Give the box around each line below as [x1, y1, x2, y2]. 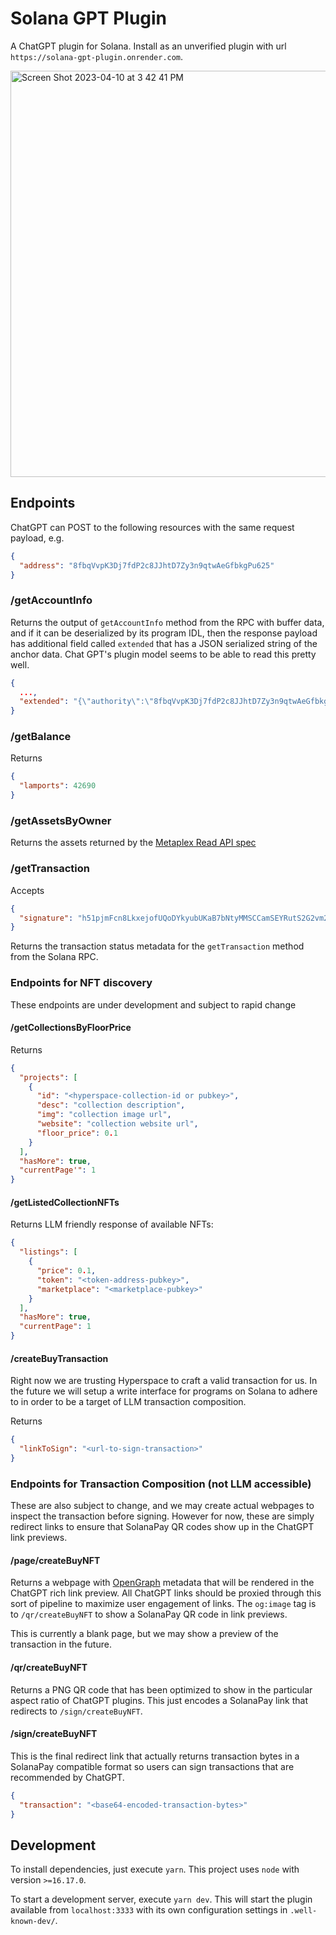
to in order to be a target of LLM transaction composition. [10, 1396, 247, 1408]
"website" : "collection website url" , [36, 1119, 199, 1129]
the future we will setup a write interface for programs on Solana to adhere [10, 1385, 318, 1397]
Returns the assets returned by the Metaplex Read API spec [10, 837, 257, 849]
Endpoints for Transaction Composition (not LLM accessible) [10, 1477, 312, 1491]
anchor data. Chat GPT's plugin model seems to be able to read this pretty [10, 648, 317, 660]
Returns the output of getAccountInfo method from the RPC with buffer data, [10, 616, 325, 628]
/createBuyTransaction [10, 1352, 109, 1364]
